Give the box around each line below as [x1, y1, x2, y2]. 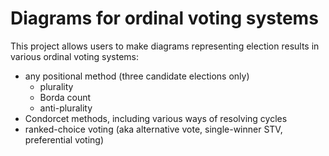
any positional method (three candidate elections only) [24, 70, 250, 82]
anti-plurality [39, 102, 93, 114]
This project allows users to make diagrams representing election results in [10, 40, 320, 52]
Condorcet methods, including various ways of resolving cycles [24, 112, 288, 124]
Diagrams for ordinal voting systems [10, 7, 319, 30]
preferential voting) [24, 133, 105, 146]
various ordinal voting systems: [10, 50, 140, 62]
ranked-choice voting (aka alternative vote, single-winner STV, [24, 123, 283, 135]
